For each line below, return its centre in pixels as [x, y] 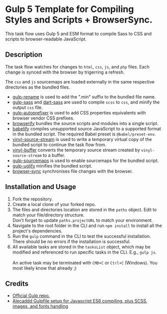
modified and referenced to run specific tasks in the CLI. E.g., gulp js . [84, 252]
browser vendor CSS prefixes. [43, 118]
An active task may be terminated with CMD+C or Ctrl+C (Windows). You [85, 262]
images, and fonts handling [40, 306]
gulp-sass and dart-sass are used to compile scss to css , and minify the [86, 102]
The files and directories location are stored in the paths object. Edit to [84, 209]
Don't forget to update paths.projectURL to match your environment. [83, 220]
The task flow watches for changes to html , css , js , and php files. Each [77, 66]
